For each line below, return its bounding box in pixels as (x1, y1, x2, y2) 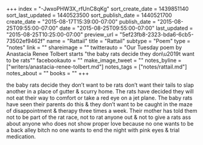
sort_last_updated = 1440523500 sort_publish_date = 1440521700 (6, 12, 172, 19)
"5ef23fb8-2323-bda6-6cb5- (119, 31, 194, 38)
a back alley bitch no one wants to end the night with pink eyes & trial (6, 127, 180, 133)
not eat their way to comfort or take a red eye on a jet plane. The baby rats (6, 94, 193, 101)
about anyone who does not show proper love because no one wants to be (6, 120, 194, 127)
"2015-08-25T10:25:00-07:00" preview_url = (6, 31, 119, 38)
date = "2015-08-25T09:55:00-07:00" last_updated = (59, 24, 193, 32)
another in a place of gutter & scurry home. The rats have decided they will (6, 88, 194, 95)
